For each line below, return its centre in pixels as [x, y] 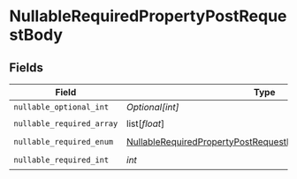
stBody [36, 35]
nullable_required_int [61, 160]
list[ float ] [146, 123]
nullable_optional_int [61, 107]
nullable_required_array [66, 123]
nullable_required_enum [64, 142]
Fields [27, 67]
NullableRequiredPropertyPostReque [148, 16]
